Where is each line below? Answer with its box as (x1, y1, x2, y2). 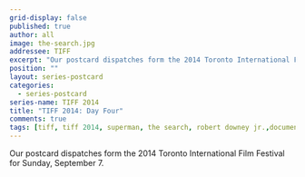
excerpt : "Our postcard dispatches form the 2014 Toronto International (9, 55, 290, 64)
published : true (9, 22, 71, 31)
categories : (9, 81, 54, 90)
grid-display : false (9, 13, 88, 23)
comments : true (9, 114, 67, 123)
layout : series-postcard (9, 73, 103, 82)
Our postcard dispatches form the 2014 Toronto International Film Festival (9, 148, 285, 159)
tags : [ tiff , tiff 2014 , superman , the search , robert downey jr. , (9, 123, 271, 133)
